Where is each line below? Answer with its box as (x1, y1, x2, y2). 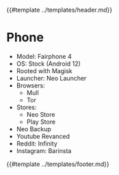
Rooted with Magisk (16, 66, 72, 75)
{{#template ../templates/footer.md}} (6, 160, 110, 168)
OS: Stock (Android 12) (16, 59, 81, 68)
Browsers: (16, 81, 45, 90)
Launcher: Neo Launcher (16, 74, 87, 82)
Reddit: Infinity (16, 139, 57, 148)
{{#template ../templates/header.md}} (6, 6, 113, 14)
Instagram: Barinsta (16, 146, 72, 154)
